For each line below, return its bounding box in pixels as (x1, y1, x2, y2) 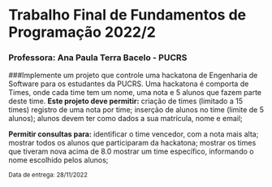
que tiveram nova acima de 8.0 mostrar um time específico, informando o (8, 146, 254, 156)
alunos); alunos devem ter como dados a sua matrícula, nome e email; (8, 114, 244, 124)
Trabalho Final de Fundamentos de (8, 6, 246, 24)
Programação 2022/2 (8, 23, 156, 41)
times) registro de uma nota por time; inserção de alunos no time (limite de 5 (8, 105, 264, 115)
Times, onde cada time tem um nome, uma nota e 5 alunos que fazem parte (8, 88, 262, 98)
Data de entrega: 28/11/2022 (8, 171, 88, 180)
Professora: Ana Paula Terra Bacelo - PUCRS (8, 52, 188, 63)
